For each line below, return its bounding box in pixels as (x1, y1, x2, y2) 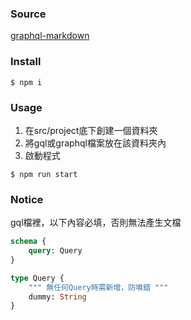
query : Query (28, 246, 83, 256)
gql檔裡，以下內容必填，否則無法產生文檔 (10, 217, 182, 229)
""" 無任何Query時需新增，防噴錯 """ (28, 282, 169, 292)
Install (10, 55, 42, 69)
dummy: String (28, 292, 87, 302)
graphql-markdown (10, 30, 90, 42)
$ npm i (10, 77, 43, 87)
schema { (10, 237, 47, 247)
